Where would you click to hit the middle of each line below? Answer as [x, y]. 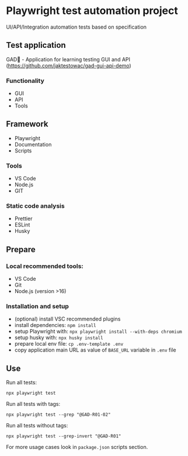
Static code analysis [36, 206]
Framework [27, 124]
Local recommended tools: [45, 266]
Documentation [33, 144]
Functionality [25, 81]
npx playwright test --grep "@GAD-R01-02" [58, 415]
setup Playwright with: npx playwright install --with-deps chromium [98, 332]
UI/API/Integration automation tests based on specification [76, 27]
